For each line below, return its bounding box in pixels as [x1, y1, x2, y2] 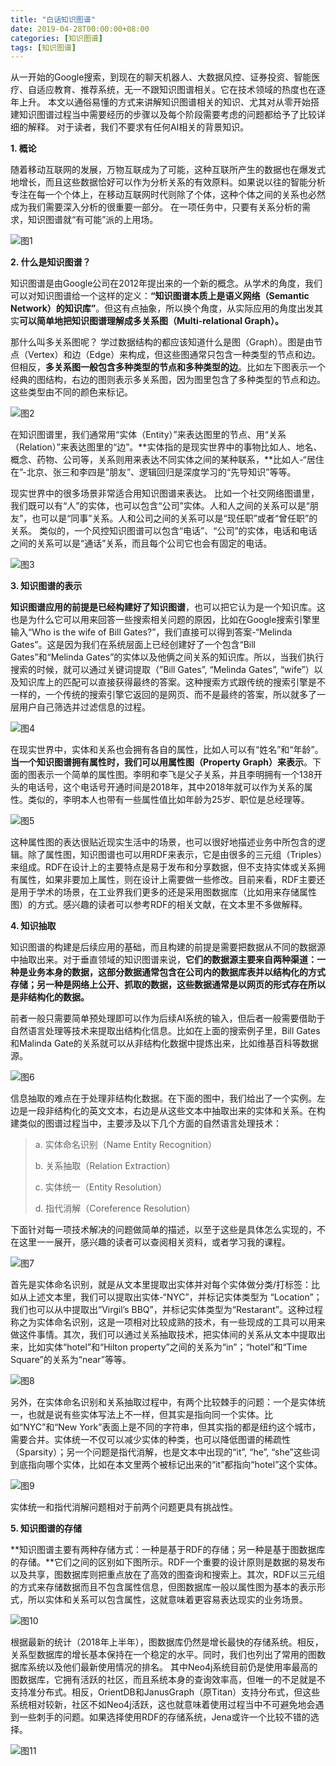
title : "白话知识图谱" [10, 14, 96, 25]
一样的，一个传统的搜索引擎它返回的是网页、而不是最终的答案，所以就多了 [10, 689, 317, 701]
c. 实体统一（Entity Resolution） [34, 1181, 168, 1193]
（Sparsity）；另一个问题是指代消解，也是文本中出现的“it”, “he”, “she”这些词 [10, 1446, 320, 1458]
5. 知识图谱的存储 [10, 1522, 82, 1535]
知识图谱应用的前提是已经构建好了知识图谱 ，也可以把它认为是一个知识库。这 [10, 601, 326, 613]
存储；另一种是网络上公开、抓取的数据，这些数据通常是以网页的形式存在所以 [10, 979, 326, 991]
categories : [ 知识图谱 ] [10, 33, 103, 43]
